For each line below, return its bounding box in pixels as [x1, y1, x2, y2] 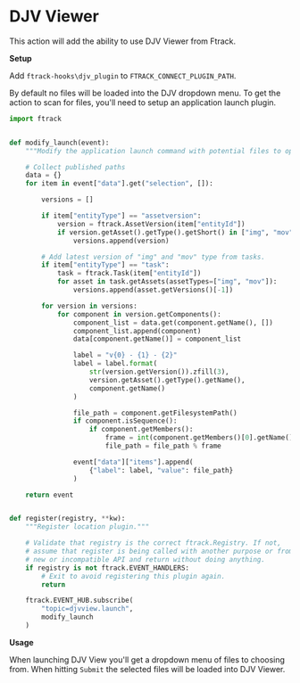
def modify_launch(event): [9, 138, 110, 147]
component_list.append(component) [72, 326, 202, 335]
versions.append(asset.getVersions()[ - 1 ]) [72, 285, 234, 295]
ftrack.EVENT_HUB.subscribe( [25, 596, 134, 605]
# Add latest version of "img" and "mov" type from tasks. [41, 252, 266, 261]
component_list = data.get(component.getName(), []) [72, 318, 274, 327]
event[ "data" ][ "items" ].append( [72, 457, 194, 466]
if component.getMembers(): [88, 425, 194, 434]
